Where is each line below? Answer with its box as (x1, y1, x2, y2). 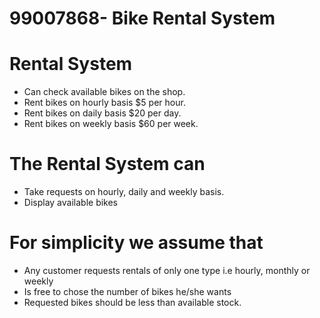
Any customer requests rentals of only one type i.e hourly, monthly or (23, 265, 311, 276)
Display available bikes (23, 197, 119, 209)
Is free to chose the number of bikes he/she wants (23, 286, 232, 297)
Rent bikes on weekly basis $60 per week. (23, 118, 199, 130)
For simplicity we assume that (9, 232, 264, 254)
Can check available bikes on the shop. (23, 86, 186, 98)
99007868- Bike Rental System (9, 7, 276, 30)
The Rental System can (9, 153, 206, 176)
